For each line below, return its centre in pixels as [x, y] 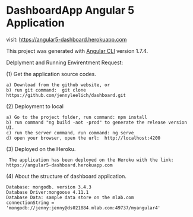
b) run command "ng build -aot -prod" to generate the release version [96, 122]
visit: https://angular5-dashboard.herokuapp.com [67, 39]
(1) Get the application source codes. [51, 74]
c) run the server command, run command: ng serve [70, 133]
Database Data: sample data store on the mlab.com [70, 197]
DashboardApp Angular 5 [70, 10]
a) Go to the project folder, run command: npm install [77, 117]
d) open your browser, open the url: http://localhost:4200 [83, 138]
